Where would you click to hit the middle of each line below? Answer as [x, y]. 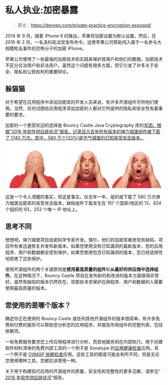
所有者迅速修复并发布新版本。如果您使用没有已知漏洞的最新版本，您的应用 [86, 246]
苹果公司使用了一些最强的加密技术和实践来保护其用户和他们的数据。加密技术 [84, 59]
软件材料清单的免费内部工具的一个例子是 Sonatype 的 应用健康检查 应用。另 [82, 348]
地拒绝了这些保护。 [25, 259]
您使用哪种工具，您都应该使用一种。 [42, 360]
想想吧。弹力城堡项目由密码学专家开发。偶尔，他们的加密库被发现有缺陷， [82, 239]
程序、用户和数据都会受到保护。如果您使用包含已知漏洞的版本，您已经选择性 [84, 252]
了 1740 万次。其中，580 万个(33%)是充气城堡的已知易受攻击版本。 [75, 138]
